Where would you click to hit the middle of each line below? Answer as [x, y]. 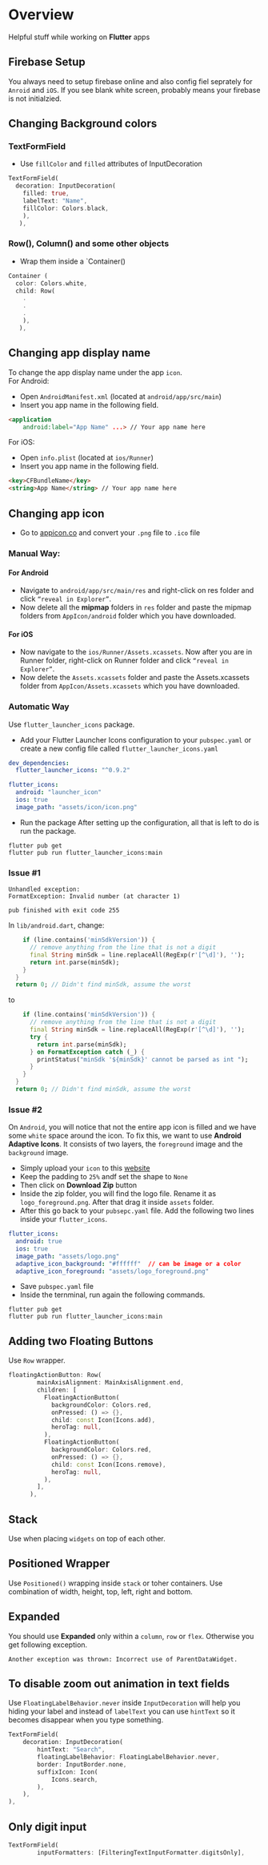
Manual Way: [34, 553]
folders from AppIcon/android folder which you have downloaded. [128, 616]
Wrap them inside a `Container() [73, 261]
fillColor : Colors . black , [66, 208]
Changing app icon [56, 513]
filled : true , [46, 194]
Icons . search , [74, 1779]
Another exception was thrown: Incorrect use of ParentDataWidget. [123, 1659]
